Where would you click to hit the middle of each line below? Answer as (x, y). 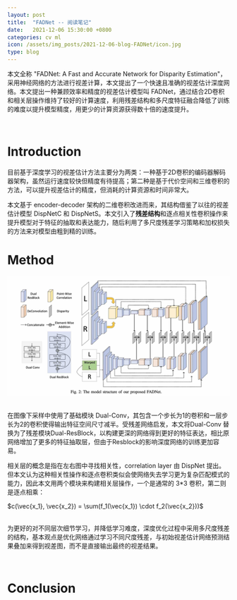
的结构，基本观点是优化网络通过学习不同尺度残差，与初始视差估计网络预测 (115, 537)
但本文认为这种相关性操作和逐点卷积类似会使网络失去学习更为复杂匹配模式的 (119, 474)
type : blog (23, 52)
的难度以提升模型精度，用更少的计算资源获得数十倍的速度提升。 (100, 109)
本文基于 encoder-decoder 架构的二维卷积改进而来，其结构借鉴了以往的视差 (118, 204)
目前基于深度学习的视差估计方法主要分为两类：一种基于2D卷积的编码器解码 (116, 172)
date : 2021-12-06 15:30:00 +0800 (60, 30)
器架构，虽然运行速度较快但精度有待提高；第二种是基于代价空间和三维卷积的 (119, 180)
